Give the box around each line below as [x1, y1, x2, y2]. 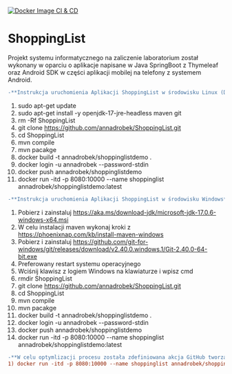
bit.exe [17, 252, 37, 261]
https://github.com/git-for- [72, 237, 149, 245]
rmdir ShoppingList [17, 274, 73, 283]
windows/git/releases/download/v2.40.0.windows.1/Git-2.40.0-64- [17, 245, 208, 253]
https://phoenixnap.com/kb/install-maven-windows [17, 230, 164, 239]
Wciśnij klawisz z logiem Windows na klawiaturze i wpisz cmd [17, 267, 193, 275]
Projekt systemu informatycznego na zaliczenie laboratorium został [8, 53, 198, 62]
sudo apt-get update [17, 101, 76, 110]
